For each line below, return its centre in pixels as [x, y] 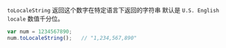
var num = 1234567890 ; [40, 32]
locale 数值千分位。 [35, 19]
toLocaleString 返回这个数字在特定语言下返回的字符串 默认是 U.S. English [113, 10]
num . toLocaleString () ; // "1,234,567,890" [72, 38]
